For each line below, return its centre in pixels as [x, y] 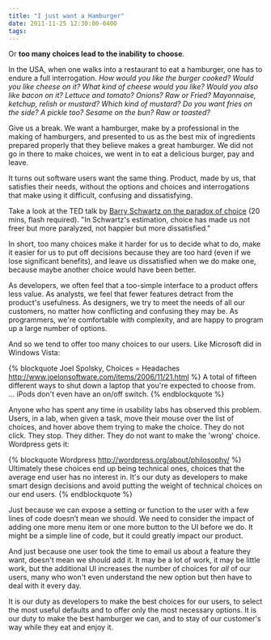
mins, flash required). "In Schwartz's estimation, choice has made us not [129, 220]
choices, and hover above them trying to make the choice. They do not [126, 427]
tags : [17, 31]
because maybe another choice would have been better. [102, 270]
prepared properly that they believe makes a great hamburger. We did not [131, 146]
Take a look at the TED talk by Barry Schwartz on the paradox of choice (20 [134, 211]
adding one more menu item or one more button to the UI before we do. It [131, 528]
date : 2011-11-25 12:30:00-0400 [63, 23]
